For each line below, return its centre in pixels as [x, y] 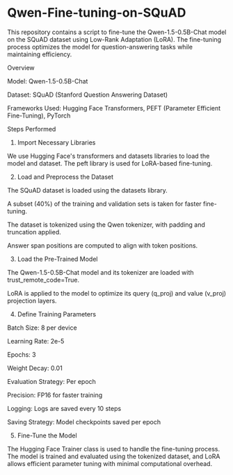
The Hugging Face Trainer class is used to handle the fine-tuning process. [114, 449]
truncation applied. [34, 232]
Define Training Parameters [56, 314]
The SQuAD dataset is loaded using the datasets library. [88, 190]
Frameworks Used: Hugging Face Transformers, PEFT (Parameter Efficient [114, 108]
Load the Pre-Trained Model [57, 259]
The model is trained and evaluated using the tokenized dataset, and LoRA [114, 456]
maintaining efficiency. [40, 54]
